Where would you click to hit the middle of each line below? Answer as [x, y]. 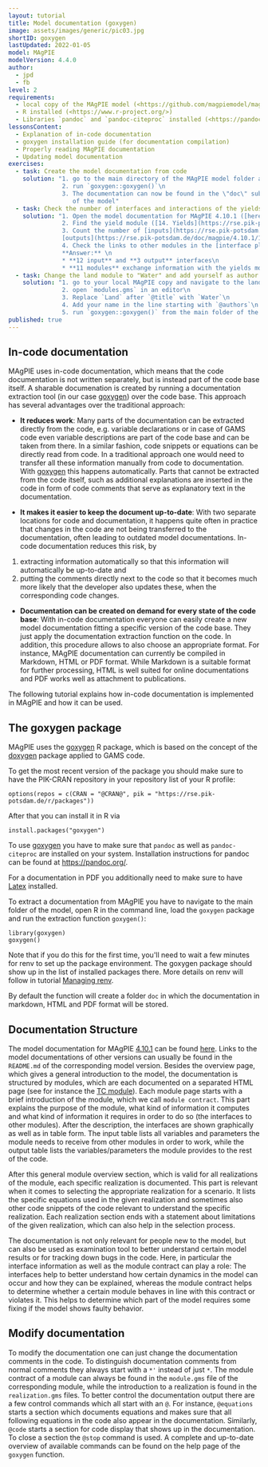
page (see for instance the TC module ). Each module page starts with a [126, 1090]
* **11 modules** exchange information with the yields [156, 268]
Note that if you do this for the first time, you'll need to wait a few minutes [129, 955]
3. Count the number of [101, 231]
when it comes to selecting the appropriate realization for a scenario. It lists [132, 1191]
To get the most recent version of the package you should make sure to [126, 771]
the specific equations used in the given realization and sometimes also [126, 1199]
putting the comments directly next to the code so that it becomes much [138, 578]
